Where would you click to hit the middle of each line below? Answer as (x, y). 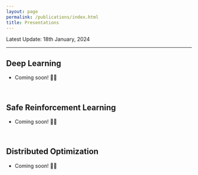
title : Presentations (33, 22)
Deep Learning (34, 63)
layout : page (22, 11)
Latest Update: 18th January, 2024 (48, 39)
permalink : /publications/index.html (52, 17)
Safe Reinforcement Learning (61, 108)
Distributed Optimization (52, 152)
